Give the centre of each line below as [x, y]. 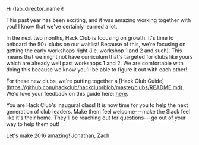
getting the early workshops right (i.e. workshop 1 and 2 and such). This [94, 51]
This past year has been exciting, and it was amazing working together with [99, 20]
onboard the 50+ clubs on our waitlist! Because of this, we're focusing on [96, 44]
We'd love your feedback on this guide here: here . [67, 94]
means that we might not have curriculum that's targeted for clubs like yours [99, 57]
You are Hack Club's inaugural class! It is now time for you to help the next [97, 105]
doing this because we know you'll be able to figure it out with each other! [97, 70]
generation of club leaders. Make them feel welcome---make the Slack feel [98, 111]
